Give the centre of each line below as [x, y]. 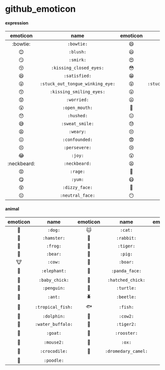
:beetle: [126, 297]
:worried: [78, 100]
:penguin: [54, 288]
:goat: [54, 333]
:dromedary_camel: [126, 351]
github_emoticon [41, 9]
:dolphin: [54, 316]
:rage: [78, 172]
